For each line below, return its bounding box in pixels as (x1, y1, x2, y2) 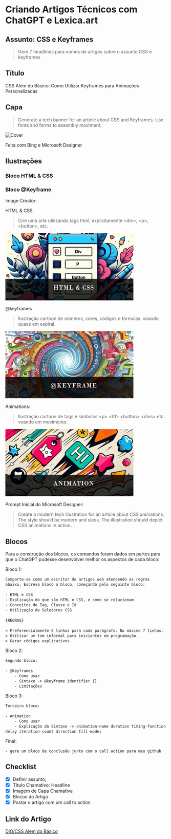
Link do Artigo (5, 814, 52, 823)
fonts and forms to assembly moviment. (17, 122, 102, 128)
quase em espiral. (17, 321, 56, 327)
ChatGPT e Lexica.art (5, 14, 98, 26)
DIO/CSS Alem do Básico (5, 828, 58, 834)
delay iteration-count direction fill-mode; (5, 729, 102, 734)
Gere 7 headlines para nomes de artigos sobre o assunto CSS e (17, 49, 152, 54)
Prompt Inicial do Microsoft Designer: (5, 501, 84, 508)
